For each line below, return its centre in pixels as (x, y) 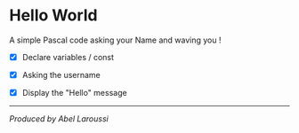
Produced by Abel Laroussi (59, 119)
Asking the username (61, 75)
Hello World (53, 16)
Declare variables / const (68, 57)
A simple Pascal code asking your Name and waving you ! (115, 40)
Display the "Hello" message (74, 93)
